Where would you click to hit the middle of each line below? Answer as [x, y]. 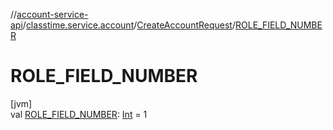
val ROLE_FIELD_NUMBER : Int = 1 [79, 114]
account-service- [52, 14]
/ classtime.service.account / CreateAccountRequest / [129, 25]
